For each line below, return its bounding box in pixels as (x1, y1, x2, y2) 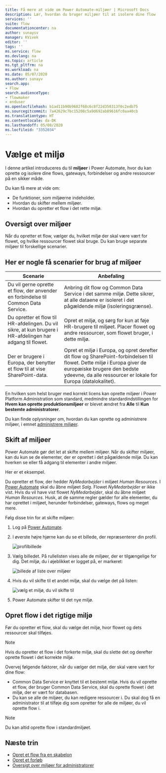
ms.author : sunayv (5, 76, 43, 81)
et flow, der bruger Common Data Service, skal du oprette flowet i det (12, 684, 154, 690)
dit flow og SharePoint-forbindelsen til (64, 353, 153, 360)
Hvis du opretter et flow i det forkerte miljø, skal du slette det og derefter (5, 649, 153, 655)
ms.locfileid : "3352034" (5, 127, 56, 132)
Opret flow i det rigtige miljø (5, 611, 93, 620)
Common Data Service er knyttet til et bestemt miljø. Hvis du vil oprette (12, 679, 157, 685)
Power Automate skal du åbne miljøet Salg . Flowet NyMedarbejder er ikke (5, 484, 156, 490)
